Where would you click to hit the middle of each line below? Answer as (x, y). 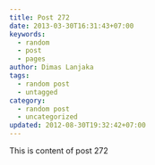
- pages (32, 59)
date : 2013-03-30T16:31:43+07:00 (72, 26)
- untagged (38, 92)
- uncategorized (47, 117)
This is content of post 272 (59, 151)
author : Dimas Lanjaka (52, 68)
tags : (19, 76)
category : (28, 100)
